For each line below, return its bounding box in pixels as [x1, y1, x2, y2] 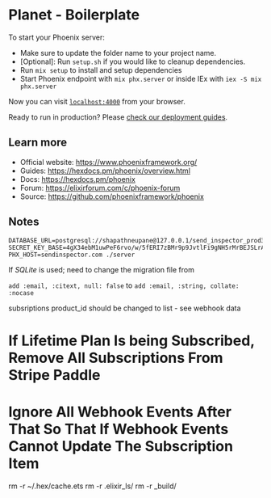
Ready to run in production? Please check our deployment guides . [8, 112, 228, 122]
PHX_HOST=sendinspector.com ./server [8, 251, 135, 259]
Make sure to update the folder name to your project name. [19, 48, 217, 57]
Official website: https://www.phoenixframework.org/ [19, 157, 198, 167]
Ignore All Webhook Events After [8, 403, 232, 421]
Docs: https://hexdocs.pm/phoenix [19, 174, 135, 184]
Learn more [8, 136, 68, 150]
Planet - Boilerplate [8, 6, 140, 24]
